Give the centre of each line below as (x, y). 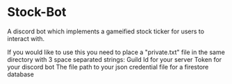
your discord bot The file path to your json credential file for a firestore (108, 67)
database (21, 74)
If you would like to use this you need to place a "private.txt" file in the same (116, 52)
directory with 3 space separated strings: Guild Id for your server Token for (115, 59)
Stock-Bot (37, 12)
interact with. (26, 38)
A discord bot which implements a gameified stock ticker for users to (106, 31)
